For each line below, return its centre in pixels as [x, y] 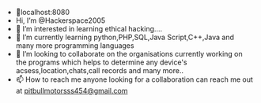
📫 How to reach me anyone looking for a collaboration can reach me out [134, 79]
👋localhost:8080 [42, 12]
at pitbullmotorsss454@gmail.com [72, 91]
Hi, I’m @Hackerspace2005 [61, 20]
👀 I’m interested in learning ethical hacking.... [89, 29]
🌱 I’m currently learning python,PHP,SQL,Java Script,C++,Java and [125, 37]
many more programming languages [75, 46]
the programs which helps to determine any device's [101, 62]
